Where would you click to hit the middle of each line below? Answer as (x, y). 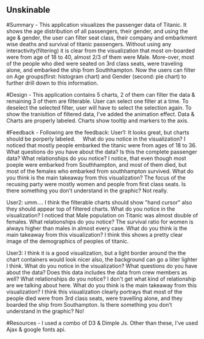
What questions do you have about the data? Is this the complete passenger (102, 152)
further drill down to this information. (52, 83)
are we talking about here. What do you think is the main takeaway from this (101, 285)
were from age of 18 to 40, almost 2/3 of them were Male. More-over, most (100, 57)
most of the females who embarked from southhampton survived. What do (100, 171)
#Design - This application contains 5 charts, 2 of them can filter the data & (101, 94)
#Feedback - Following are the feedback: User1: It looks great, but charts (98, 132)
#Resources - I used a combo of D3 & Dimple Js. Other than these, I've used (102, 323)
